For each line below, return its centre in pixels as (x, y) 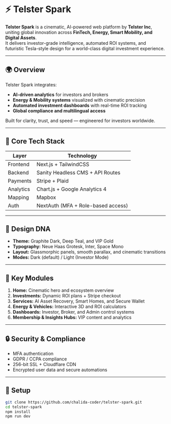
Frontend (19, 164)
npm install (18, 412)
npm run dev (18, 416)
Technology (82, 156)
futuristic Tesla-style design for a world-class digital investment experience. (85, 48)
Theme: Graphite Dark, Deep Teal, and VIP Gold (63, 241)
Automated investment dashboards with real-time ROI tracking (80, 105)
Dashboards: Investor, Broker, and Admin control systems (74, 312)
